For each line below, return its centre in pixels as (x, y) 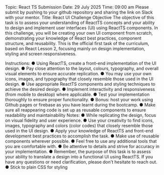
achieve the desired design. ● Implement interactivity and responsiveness (80, 89)
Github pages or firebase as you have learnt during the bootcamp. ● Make (80, 105)
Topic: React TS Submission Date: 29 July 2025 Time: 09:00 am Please (77, 7)
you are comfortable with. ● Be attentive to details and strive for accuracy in (82, 146)
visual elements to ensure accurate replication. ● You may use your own (78, 74)
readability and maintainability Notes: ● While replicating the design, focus (81, 115)
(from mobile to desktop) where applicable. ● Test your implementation (77, 94)
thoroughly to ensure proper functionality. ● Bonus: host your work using (79, 99)
